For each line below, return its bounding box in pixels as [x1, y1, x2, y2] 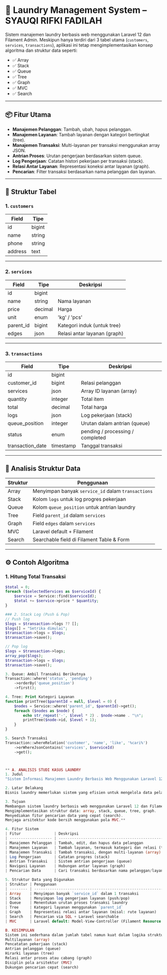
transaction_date [7, 442, 47, 449]
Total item [81, 395, 104, 402]
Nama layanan [58, 297, 91, 304]
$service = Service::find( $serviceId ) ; [14, 594, 97, 599]
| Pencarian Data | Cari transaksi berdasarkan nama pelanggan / [5, 868, 153, 874]
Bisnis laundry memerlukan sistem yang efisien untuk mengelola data [5, 790, 153, 795]
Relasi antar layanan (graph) [58, 330, 124, 337]
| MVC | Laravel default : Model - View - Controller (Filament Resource [5, 919, 162, 924]
